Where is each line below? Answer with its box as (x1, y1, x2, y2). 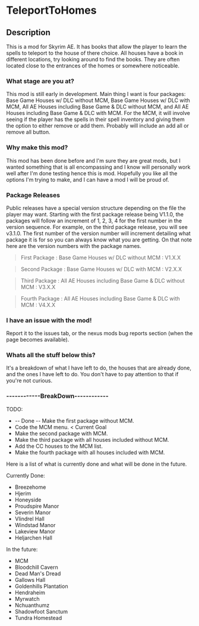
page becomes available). (6, 336, 70, 343)
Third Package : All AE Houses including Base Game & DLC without (20, 277, 185, 284)
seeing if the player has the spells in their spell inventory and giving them (6, 116, 185, 123)
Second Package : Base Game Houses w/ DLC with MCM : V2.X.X (20, 265, 182, 272)
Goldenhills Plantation (14, 582, 68, 590)
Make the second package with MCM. (14, 430, 108, 437)
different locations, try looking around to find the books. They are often (6, 56, 180, 63)
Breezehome (14, 484, 46, 491)
